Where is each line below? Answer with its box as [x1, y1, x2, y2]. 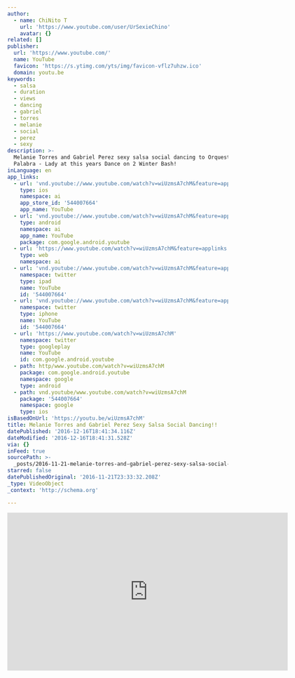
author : [7, 10, 30, 18]
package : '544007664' [20, 395, 83, 402]
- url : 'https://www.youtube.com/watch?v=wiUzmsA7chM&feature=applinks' [13, 245, 231, 253]
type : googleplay [20, 343, 71, 350]
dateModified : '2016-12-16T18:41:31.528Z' [7, 434, 133, 441]
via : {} [7, 441, 30, 448]
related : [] [7, 36, 42, 44]
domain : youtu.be [13, 69, 64, 76]
